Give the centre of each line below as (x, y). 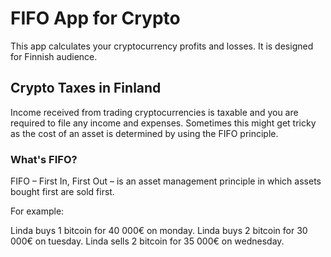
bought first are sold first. (62, 192)
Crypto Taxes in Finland (86, 88)
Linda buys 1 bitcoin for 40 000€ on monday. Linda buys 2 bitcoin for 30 (159, 231)
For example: (37, 211)
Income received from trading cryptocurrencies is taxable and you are (154, 112)
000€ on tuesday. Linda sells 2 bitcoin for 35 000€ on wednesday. (147, 241)
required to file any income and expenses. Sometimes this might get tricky (163, 123)
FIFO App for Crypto (95, 18)
